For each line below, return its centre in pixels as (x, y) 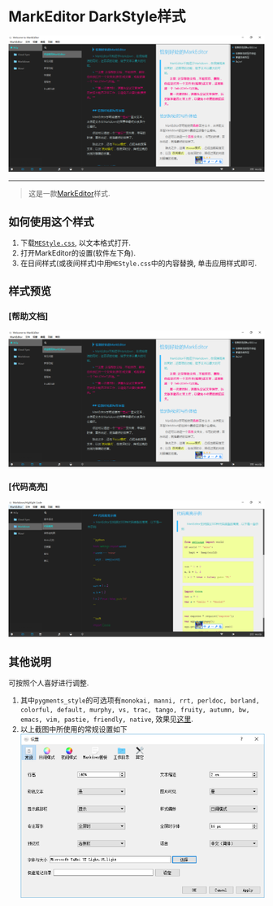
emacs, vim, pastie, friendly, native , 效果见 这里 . (106, 719)
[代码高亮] (28, 487)
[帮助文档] (28, 317)
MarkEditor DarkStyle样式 (97, 17)
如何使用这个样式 (51, 222)
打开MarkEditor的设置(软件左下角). (78, 252)
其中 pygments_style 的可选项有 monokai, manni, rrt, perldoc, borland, (140, 700)
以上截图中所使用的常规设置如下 (74, 729)
